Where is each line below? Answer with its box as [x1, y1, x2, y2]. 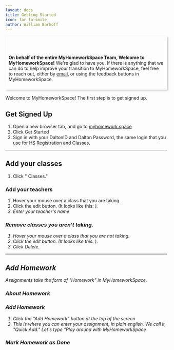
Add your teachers [5, 186, 53, 193]
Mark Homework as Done [5, 339, 70, 346]
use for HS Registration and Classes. [12, 140, 91, 146]
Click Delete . [12, 244, 40, 250]
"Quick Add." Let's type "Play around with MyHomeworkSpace [12, 326, 146, 333]
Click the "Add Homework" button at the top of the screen [12, 315, 136, 321]
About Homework [5, 290, 50, 297]
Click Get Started [12, 129, 49, 135]
